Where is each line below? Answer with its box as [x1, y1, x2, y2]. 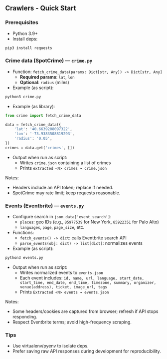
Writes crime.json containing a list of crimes [19, 160, 111, 166]
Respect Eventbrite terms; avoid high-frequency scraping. [12, 319, 132, 325]
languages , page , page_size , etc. [19, 224, 85, 230]
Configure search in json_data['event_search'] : [12, 214, 112, 220]
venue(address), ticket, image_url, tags [19, 285, 107, 290]
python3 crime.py [5, 94, 41, 99]
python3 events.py [5, 255, 43, 260]
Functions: [12, 230, 34, 236]
